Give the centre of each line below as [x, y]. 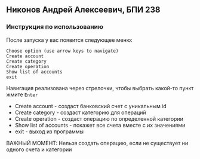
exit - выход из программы [49, 132]
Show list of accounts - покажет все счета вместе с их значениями [100, 125]
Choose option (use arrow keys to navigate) [62, 51]
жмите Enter [22, 94]
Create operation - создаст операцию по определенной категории [99, 118]
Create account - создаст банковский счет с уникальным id [91, 106]
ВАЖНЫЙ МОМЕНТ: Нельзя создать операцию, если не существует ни [97, 143]
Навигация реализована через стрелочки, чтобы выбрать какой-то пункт [100, 88]
